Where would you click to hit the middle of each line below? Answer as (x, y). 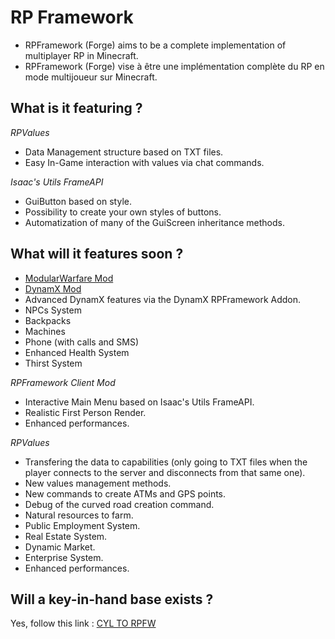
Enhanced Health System (77, 352)
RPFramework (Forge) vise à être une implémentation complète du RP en (174, 66)
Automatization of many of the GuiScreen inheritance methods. (154, 222)
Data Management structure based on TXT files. (124, 152)
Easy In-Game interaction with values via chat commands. (144, 162)
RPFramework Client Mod (63, 382)
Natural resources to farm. (79, 515)
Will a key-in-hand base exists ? (112, 599)
